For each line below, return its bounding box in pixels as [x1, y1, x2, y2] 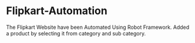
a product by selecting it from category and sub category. [6, 29, 146, 37]
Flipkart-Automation [6, 4, 107, 18]
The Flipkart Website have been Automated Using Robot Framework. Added [6, 24, 190, 31]
